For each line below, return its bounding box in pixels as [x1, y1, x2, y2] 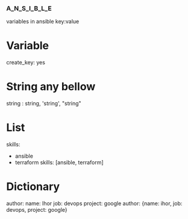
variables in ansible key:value [6, 18, 80, 25]
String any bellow [6, 80, 96, 94]
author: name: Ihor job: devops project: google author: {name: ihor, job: [6, 200, 183, 207]
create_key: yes [6, 59, 45, 66]
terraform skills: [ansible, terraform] [14, 159, 104, 166]
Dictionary [6, 180, 60, 194]
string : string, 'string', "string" [6, 100, 81, 107]
